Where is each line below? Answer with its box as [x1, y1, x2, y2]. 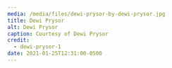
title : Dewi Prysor [7, 17, 65, 24]
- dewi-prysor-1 [13, 43, 61, 50]
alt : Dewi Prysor [7, 23, 59, 30]
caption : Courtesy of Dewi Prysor [7, 30, 109, 38]
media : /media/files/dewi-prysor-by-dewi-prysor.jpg [7, 10, 166, 18]
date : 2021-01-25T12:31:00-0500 [7, 50, 102, 57]
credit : [7, 37, 30, 44]
